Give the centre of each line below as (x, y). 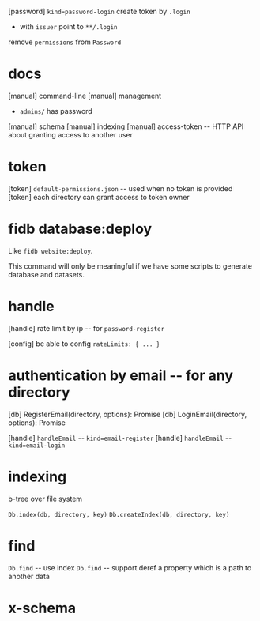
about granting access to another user (70, 134)
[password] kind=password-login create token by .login (100, 11)
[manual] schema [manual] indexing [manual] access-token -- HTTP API (126, 126)
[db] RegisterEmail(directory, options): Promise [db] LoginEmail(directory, (128, 414)
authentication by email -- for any (121, 375)
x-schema (42, 608)
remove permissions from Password (65, 42)
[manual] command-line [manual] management (85, 96)
